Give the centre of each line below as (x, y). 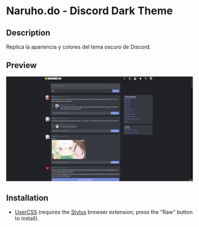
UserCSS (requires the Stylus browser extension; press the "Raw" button (104, 212)
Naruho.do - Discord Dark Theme (89, 11)
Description (28, 33)
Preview (22, 65)
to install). (27, 218)
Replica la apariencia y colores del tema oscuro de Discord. (78, 47)
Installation (27, 198)
